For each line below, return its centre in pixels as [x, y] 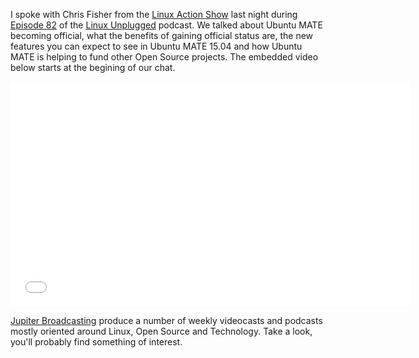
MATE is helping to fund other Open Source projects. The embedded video [164, 57]
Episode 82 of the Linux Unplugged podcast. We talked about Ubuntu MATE [166, 25]
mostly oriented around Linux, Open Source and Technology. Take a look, [161, 331]
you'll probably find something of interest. [96, 342]
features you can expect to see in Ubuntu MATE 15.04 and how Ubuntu [156, 46]
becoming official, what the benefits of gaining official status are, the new [162, 35]
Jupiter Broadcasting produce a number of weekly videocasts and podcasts [166, 320]
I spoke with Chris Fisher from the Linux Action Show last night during [154, 14]
